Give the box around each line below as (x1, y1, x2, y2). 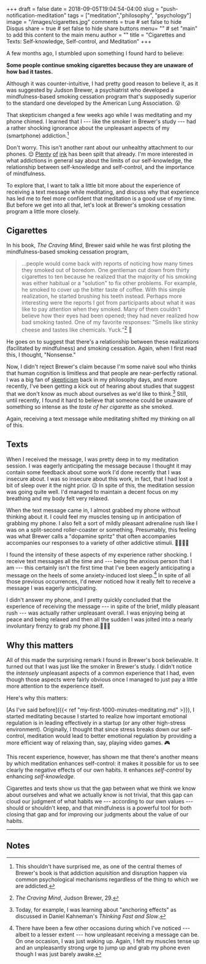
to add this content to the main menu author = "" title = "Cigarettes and (6, 31, 186, 39)
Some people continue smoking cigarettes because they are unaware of (6, 61, 194, 69)
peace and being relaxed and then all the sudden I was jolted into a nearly (6, 616, 193, 623)
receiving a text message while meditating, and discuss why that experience (6, 188, 199, 195)
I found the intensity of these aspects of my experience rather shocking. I (6, 551, 192, 558)
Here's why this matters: (6, 694, 69, 702)
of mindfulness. (6, 170, 46, 177)
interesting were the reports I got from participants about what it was (21, 299, 196, 306)
